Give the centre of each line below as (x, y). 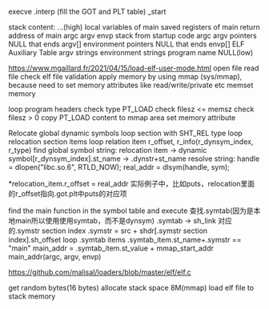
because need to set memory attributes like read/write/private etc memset (131, 85)
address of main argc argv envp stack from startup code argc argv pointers (133, 36)
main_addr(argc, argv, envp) (55, 257)
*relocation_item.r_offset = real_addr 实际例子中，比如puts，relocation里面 (132, 184)
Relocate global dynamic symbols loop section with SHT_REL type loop (125, 133)
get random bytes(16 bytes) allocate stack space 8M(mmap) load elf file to (131, 288)
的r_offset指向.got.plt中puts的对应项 (68, 194)
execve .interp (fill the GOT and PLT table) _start (87, 12)
